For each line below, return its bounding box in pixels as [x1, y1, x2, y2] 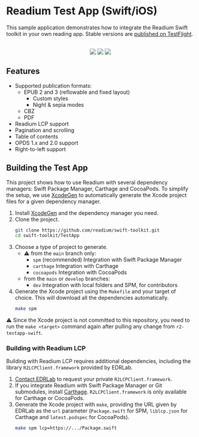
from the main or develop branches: [23, 275, 111, 282]
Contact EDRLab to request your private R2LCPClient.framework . [14, 376, 172, 383]
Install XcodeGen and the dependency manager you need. [14, 209, 159, 216]
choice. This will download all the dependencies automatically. [14, 294, 169, 301]
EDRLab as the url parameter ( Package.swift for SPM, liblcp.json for [14, 407, 188, 414]
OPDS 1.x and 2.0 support [14, 139, 79, 146]
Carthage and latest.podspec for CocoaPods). [14, 414, 130, 421]
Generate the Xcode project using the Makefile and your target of [14, 288, 176, 295]
